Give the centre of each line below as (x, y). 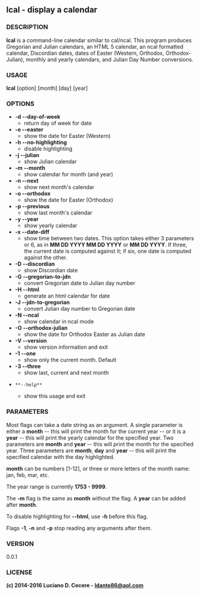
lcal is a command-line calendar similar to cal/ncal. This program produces (99, 40)
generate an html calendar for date (67, 296)
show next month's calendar (59, 187)
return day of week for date (58, 123)
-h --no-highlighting (41, 142)
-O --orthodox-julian (41, 328)
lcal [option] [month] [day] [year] (47, 88)
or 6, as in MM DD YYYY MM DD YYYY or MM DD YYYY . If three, (105, 245)
